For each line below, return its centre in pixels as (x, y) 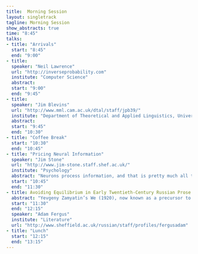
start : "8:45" (29, 50)
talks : (14, 39)
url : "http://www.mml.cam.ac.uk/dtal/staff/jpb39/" (76, 110)
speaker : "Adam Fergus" (40, 215)
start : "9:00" (29, 88)
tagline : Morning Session (38, 22)
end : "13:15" (27, 242)
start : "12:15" (30, 236)
